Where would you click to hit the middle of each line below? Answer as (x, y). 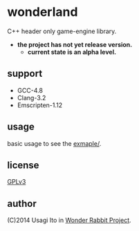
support (25, 74)
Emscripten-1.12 (40, 105)
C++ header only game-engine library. (62, 31)
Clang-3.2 (31, 98)
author (22, 204)
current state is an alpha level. (72, 52)
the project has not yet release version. (75, 44)
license (23, 165)
